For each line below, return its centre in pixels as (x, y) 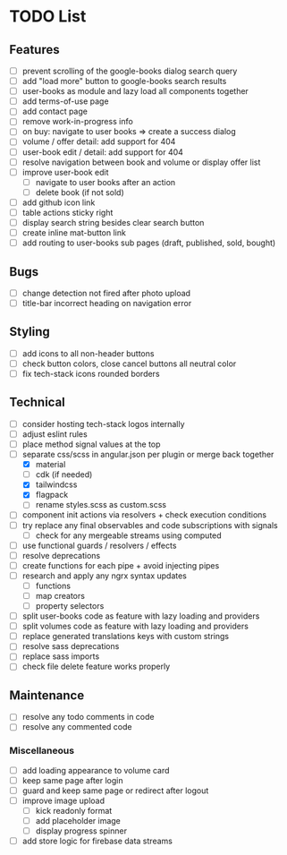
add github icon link (59, 202)
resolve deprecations (61, 555)
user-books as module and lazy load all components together (135, 91)
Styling (30, 332)
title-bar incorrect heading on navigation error (107, 303)
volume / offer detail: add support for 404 (99, 141)
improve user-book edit (65, 172)
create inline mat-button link (74, 233)
